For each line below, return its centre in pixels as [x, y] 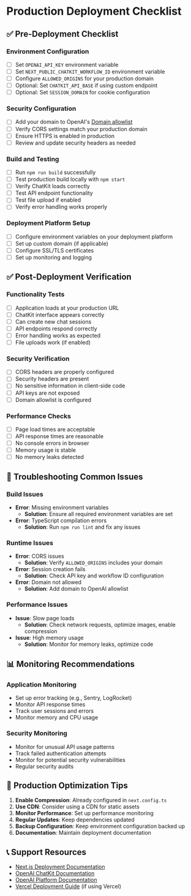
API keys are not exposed [47, 393]
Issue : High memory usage [49, 637]
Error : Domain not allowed [48, 582]
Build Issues [25, 494]
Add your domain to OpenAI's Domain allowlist [74, 122]
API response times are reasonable [59, 436]
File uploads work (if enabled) [53, 342]
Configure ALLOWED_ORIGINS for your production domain [84, 78]
